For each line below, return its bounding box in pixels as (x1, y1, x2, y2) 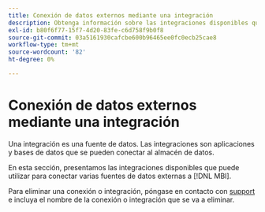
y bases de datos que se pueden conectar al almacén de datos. (8, 147, 215, 157)
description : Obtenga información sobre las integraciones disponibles (8, 19, 248, 27)
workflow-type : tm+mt (8, 41, 80, 49)
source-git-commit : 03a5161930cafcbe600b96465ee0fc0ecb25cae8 (8, 33, 217, 42)
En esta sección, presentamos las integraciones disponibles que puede (8, 162, 240, 172)
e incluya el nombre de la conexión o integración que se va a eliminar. (8, 195, 235, 204)
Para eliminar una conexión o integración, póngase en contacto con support (8, 186, 256, 195)
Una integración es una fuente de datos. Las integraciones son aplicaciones (8, 139, 255, 148)
